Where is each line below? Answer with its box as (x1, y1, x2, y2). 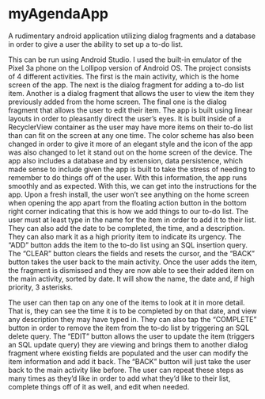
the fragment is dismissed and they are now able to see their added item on (8, 265, 255, 274)
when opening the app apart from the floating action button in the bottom (8, 198, 247, 207)
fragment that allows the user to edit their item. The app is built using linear (8, 105, 253, 115)
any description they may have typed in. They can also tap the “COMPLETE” (8, 314, 257, 324)
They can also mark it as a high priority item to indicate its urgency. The (8, 232, 242, 241)
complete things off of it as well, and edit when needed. (8, 382, 190, 391)
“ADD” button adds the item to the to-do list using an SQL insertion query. (8, 240, 248, 250)
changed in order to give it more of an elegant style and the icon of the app (8, 139, 253, 148)
